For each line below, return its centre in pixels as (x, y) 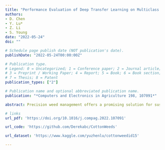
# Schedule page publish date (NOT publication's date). (65, 50)
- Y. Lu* (14, 23)
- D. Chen (15, 19)
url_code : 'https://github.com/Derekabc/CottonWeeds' (61, 127)
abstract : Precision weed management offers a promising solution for (79, 105)
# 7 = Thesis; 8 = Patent (31, 78)
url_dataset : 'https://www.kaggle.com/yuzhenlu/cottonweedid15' (72, 136)
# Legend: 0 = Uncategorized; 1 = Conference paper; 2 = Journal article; (83, 69)
